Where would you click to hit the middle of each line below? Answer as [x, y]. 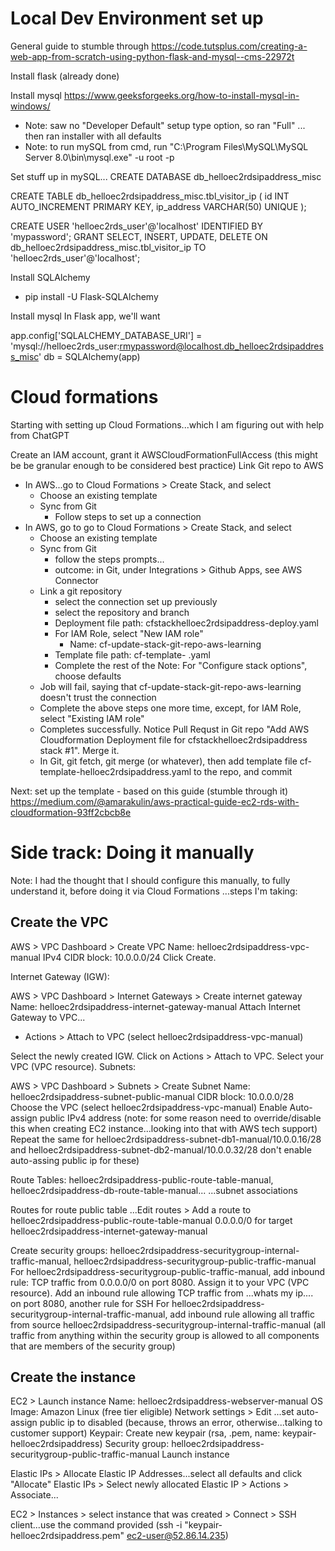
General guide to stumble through [80, 46]
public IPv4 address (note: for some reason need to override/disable [180, 1118]
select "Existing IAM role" [92, 718]
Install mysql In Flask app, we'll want [85, 316]
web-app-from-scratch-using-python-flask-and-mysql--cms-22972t [152, 56]
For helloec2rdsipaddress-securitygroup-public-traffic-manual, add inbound [168, 1271]
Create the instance [73, 1377]
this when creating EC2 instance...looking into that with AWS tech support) [164, 1128]
